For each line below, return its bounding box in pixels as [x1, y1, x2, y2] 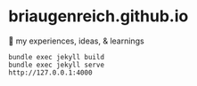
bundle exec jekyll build [8, 52, 104, 61]
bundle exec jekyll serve [8, 60, 104, 69]
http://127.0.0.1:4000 [8, 68, 93, 77]
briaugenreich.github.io [8, 6, 189, 27]
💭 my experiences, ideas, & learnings [8, 35, 144, 46]
